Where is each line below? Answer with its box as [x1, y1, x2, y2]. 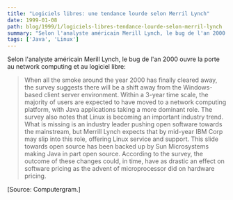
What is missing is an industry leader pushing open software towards [24, 120, 223, 128]
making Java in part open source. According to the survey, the [24, 150, 204, 158]
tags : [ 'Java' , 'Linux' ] [7, 36, 79, 43]
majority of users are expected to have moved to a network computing [24, 98, 227, 106]
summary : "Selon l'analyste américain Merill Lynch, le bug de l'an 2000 [7, 29, 226, 37]
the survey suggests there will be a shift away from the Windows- [24, 83, 213, 92]
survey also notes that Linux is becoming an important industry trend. [24, 112, 224, 122]
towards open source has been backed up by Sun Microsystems [24, 142, 209, 151]
